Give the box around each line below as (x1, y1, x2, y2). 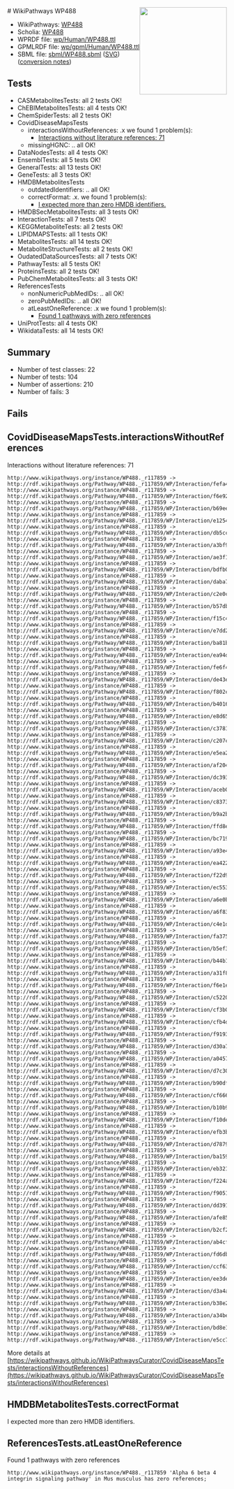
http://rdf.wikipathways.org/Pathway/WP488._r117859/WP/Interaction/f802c (7, 688, 229, 695)
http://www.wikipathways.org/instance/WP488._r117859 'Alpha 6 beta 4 (7, 1469, 217, 1476)
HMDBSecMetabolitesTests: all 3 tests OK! (17, 208, 139, 216)
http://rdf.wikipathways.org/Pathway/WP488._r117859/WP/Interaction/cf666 (7, 1091, 229, 1099)
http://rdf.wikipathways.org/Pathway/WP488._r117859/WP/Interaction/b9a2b (7, 811, 229, 818)
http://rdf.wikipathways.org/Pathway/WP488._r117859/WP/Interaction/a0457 (7, 1055, 229, 1062)
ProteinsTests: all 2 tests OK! (17, 267, 100, 275)
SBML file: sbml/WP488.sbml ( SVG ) (17, 50, 120, 58)
